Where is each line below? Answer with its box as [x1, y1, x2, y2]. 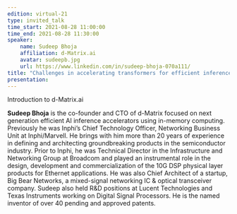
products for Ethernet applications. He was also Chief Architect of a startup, [7, 169, 228, 177]
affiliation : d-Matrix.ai [20, 50, 97, 57]
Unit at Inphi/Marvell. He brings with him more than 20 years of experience [7, 131, 224, 140]
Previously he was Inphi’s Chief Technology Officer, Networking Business [7, 124, 221, 133]
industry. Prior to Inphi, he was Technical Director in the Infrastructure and [7, 146, 223, 155]
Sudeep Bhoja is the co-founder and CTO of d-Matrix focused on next [7, 109, 212, 117]
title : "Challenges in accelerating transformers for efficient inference [7, 69, 232, 76]
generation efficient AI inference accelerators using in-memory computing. [7, 117, 225, 125]
